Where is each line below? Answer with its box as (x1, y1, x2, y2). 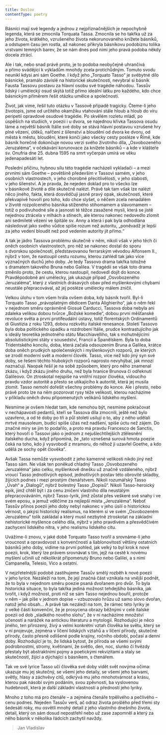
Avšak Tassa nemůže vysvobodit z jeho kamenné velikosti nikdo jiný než (5, 456, 153, 462)
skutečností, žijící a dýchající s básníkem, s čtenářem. (5, 654, 114, 660)
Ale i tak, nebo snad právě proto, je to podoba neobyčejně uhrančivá (5, 61, 145, 67)
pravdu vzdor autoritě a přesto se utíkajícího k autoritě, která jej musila (5, 378, 149, 384)
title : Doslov (5, 7, 35, 12)
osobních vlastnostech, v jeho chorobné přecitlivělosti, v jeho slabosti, (5, 175, 149, 181)
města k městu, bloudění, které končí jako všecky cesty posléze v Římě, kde (5, 134, 161, 140)
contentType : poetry (5, 12, 48, 17)
